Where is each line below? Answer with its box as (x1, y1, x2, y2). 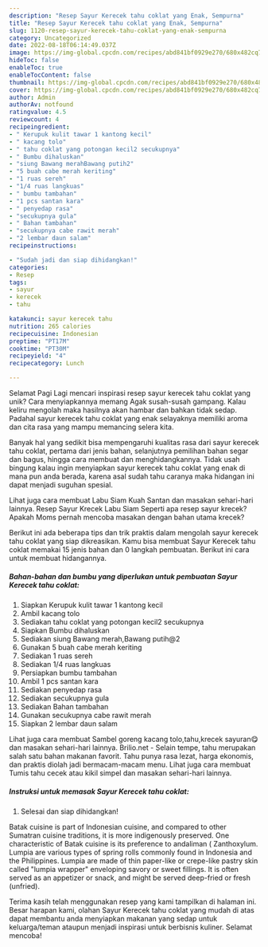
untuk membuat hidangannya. (9, 554, 107, 562)
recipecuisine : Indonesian (9, 329, 99, 337)
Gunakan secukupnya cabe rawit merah (20, 710, 152, 720)
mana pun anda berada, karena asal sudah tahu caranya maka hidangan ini (9, 472, 255, 481)
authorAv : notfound (9, 101, 74, 109)
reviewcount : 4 (9, 116, 60, 124)
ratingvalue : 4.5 (9, 109, 67, 116)
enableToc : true (9, 64, 63, 72)
